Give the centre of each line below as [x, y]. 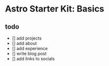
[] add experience [30, 48]
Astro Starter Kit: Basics [55, 9]
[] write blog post [29, 53]
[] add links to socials [33, 59]
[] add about [24, 43]
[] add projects [27, 38]
